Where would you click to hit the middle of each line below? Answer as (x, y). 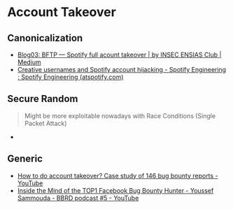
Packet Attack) (45, 123)
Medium (29, 62)
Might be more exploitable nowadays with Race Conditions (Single (120, 115)
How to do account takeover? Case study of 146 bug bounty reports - (118, 175)
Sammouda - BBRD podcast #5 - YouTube (78, 198)
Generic (25, 159)
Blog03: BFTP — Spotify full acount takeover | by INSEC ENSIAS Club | (119, 55)
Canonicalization (45, 38)
